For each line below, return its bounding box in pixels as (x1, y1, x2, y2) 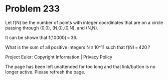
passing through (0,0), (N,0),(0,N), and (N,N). (5, 24, 99, 30)
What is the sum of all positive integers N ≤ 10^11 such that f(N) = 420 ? (5, 44, 150, 50)
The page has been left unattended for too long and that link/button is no (5, 63, 155, 69)
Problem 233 (5, 3, 60, 14)
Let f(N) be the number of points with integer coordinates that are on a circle (5, 19, 163, 25)
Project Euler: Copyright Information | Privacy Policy (5, 53, 113, 60)
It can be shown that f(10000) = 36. (5, 34, 78, 40)
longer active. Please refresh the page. (5, 68, 86, 75)
